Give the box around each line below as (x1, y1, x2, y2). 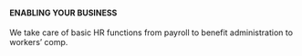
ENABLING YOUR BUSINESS (9, 7, 118, 18)
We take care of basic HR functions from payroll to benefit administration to (9, 27, 294, 38)
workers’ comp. (9, 37, 68, 48)
